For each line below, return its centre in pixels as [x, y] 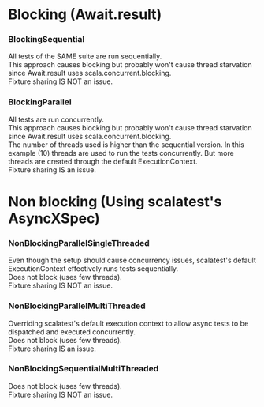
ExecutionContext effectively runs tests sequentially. [93, 269]
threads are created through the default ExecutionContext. [103, 161]
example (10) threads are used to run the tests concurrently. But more [121, 153]
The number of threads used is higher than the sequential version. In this [126, 145]
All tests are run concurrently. [56, 119]
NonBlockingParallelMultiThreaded [77, 306]
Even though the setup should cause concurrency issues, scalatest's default [132, 260]
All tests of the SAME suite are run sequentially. [85, 56]
